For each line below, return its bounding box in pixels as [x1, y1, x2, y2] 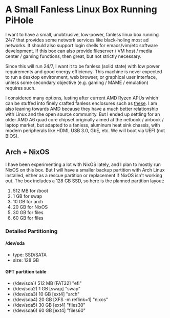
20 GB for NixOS [12, 204, 48, 210]
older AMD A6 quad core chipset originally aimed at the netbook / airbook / [5, 116, 164, 122]
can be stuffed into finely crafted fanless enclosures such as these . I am [5, 100, 158, 106]
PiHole [5, 14, 34, 26]
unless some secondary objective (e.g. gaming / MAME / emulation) [5, 79, 148, 86]
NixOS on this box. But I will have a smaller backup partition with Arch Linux [5, 166, 165, 173]
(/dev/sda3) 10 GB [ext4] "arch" [12, 291, 80, 298]
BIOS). [5, 133, 19, 139]
